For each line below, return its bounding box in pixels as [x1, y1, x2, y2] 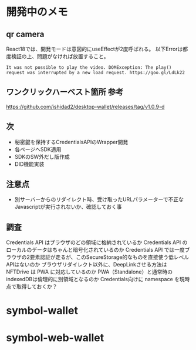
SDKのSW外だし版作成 [14, 153, 70, 160]
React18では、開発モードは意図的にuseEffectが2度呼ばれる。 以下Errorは [6, 45, 183, 52]
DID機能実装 [14, 160, 45, 168]
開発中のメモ [6, 5, 69, 19]
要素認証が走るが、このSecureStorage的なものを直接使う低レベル [29, 254, 190, 261]
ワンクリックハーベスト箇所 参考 [6, 87, 124, 97]
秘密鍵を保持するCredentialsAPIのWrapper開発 [14, 138, 129, 145]
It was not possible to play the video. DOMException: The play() [6, 65, 172, 71]
